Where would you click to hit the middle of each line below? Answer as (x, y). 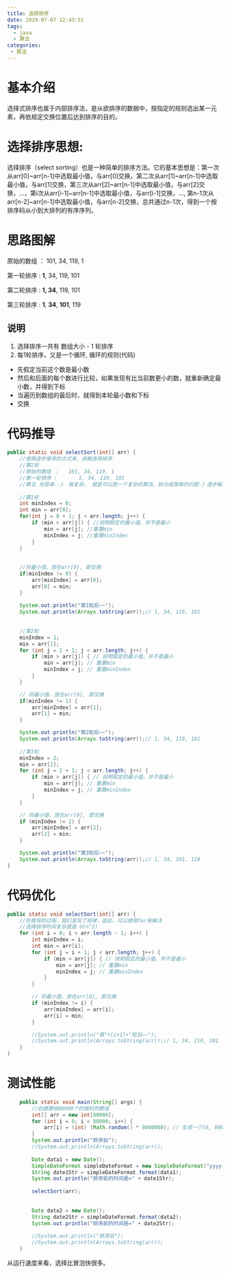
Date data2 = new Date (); (69, 1211)
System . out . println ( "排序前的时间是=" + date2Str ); (103, 1223)
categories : (24, 45)
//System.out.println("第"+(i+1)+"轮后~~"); (94, 1035)
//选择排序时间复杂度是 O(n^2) (59, 927)
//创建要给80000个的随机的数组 (71, 1108)
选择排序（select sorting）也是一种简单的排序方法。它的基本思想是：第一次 (113, 167)
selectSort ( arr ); (56, 1191)
